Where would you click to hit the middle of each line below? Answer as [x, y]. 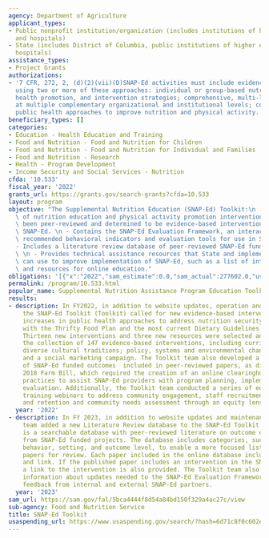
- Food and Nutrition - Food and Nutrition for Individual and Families [132, 150]
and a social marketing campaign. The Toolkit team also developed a [141, 358]
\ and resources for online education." [84, 269]
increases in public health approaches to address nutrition [126, 321]
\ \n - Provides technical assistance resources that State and [125, 254]
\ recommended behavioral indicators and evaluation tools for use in [136, 239]
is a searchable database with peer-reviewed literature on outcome [139, 432]
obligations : [30, 276]
